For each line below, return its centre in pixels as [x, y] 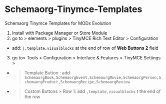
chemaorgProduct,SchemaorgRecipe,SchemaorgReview [77, 82]
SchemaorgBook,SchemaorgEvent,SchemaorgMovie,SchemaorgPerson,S [93, 77]
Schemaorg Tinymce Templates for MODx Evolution [58, 23]
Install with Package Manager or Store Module [59, 33]
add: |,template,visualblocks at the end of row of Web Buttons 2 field [85, 48]
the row [32, 96]
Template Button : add [47, 73]
